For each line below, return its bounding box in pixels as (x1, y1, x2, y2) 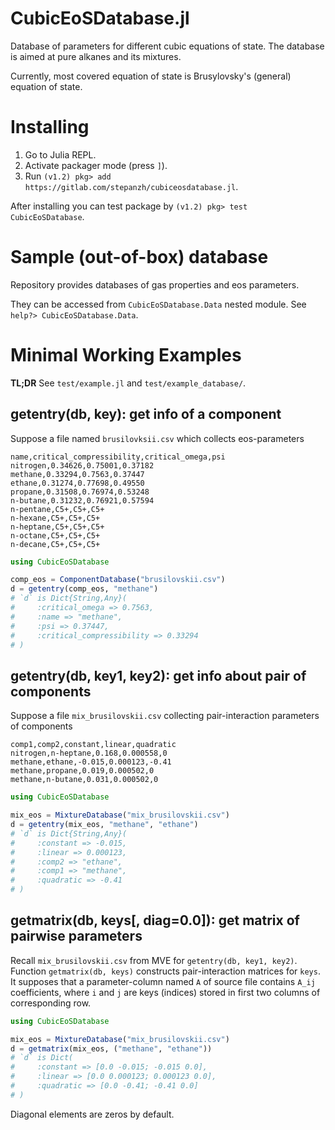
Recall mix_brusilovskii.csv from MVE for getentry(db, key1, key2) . (10, 954, 298, 966)
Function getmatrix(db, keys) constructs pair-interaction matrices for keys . (10, 965, 321, 977)
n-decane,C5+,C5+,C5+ (10, 539, 101, 549)
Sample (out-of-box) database (10, 246, 269, 269)
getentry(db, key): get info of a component (10, 406, 282, 423)
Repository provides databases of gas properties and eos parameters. (10, 278, 300, 291)
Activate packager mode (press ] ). (24, 159, 168, 171)
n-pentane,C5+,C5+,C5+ (10, 504, 105, 514)
